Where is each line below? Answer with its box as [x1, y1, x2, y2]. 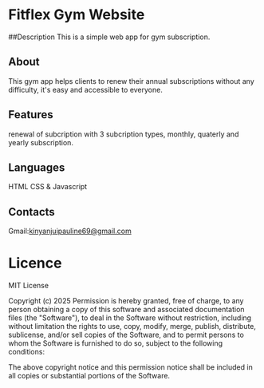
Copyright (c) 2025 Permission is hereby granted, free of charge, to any [8, 296, 244, 306]
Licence [8, 254, 62, 272]
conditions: [8, 347, 45, 357]
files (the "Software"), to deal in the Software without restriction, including [8, 313, 252, 323]
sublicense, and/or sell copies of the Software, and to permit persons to [8, 330, 245, 340]
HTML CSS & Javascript [8, 182, 88, 192]
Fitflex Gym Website [8, 6, 145, 24]
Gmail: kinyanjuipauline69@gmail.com [8, 226, 132, 236]
